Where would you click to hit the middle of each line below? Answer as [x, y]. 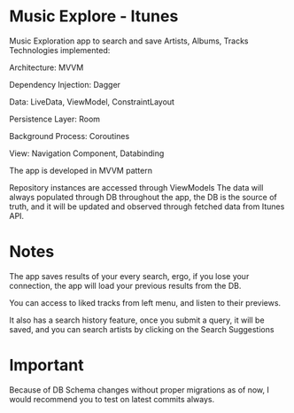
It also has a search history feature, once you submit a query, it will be [137, 320]
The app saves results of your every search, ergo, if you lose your [129, 276]
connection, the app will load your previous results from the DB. [125, 285]
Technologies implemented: [60, 50]
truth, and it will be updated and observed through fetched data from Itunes [147, 206]
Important [46, 366]
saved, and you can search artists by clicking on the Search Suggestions [142, 329]
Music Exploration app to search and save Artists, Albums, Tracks [129, 41]
